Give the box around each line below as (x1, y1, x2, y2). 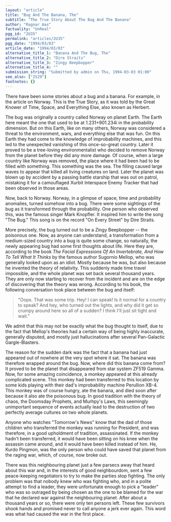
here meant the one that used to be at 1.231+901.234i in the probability (5, 119, 154, 126)
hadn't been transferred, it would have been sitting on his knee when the (5, 435, 158, 441)
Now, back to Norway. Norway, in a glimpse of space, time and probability (5, 195, 161, 201)
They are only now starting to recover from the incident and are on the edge (5, 276, 165, 282)
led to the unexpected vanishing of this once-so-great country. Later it (5, 141, 154, 147)
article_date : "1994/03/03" (5, 46, 65, 51)
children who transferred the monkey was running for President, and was (5, 424, 159, 431)
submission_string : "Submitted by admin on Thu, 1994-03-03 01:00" (5, 70, 152, 75)
